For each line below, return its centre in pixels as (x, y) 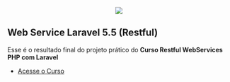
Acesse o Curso (41, 71)
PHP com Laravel (33, 57)
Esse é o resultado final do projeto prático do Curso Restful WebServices (115, 49)
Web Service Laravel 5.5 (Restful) (82, 33)
